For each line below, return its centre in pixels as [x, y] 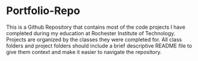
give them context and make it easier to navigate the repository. [84, 52]
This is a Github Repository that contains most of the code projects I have [96, 27]
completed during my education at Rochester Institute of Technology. [91, 33]
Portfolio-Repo [43, 11]
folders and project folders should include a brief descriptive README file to [99, 46]
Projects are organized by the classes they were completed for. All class [94, 39]
